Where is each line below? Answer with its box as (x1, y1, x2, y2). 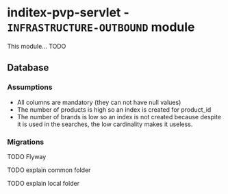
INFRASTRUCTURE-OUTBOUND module (7, 19, 195, 35)
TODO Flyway (7, 152, 47, 160)
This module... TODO (7, 42, 66, 50)
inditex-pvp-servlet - (7, 5, 130, 21)
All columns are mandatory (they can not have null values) (16, 98, 181, 106)
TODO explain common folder (7, 166, 91, 174)
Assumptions (7, 82, 53, 92)
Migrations (7, 137, 45, 147)
